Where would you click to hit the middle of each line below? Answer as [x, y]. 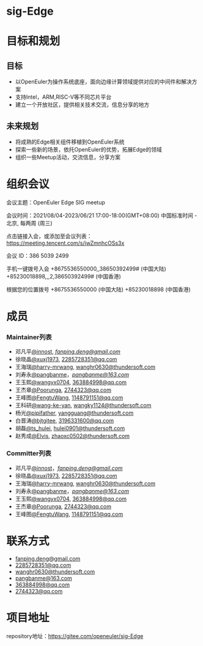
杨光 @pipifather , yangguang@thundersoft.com [74, 413]
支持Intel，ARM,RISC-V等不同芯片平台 [63, 97]
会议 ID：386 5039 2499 [38, 255]
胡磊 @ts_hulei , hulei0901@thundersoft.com [70, 428]
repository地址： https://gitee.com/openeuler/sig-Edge [75, 636]
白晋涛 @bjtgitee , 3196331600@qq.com [65, 421]
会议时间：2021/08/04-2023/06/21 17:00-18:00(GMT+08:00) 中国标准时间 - [102, 215]
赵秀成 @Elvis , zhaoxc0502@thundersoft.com [72, 436]
